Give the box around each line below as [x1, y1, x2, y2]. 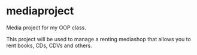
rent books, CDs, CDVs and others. [6, 42, 93, 49]
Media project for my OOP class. [6, 24, 87, 31]
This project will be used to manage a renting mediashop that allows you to [6, 35, 192, 42]
